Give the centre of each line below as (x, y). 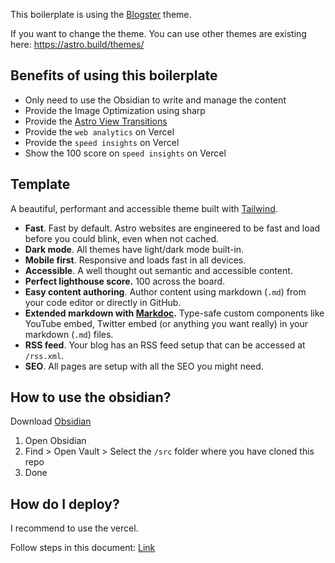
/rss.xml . (44, 355)
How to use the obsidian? (91, 397)
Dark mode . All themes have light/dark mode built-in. (134, 249)
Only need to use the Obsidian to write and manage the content (155, 100)
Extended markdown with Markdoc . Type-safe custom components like (174, 313)
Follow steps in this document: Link (83, 548)
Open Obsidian (55, 441)
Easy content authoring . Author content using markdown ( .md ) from (165, 291)
